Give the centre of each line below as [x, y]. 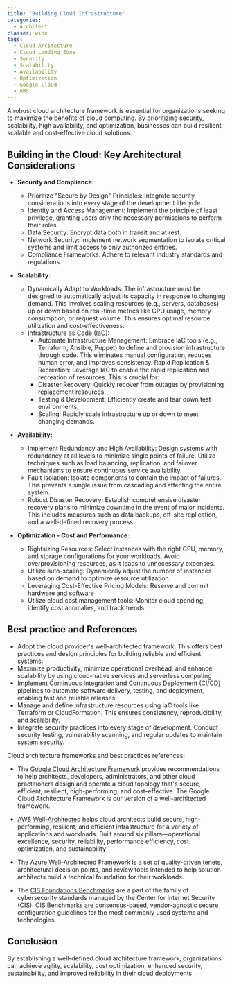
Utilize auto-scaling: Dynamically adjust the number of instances [119, 571]
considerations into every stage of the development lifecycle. [115, 202]
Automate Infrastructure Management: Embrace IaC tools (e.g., [128, 340]
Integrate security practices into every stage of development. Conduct [117, 727]
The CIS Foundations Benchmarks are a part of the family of [103, 890]
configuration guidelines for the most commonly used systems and [113, 912]
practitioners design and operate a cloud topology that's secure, [109, 784]
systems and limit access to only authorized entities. [102, 247]
